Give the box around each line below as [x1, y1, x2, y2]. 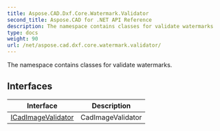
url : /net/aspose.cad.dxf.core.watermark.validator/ [7, 42, 162, 49]
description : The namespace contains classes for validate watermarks [7, 23, 214, 29]
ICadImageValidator [10, 112, 74, 122]
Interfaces [7, 80, 53, 93]
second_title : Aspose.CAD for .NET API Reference [7, 16, 153, 23]
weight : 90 [7, 36, 38, 43]
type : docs [7, 29, 38, 36]
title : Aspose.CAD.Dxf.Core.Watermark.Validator [7, 10, 149, 17]
